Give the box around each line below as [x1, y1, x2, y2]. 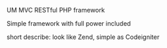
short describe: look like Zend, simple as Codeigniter [6, 33, 160, 41]
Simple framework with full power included [6, 19, 131, 27]
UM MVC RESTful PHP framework [6, 6, 105, 14]
